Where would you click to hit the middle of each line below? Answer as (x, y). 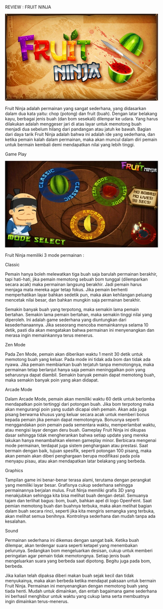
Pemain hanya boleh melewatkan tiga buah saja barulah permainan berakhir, (81, 274)
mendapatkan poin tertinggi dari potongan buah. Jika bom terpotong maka (80, 404)
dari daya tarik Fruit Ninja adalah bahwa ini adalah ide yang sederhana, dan (80, 134)
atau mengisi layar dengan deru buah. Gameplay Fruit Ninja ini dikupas (76, 430)
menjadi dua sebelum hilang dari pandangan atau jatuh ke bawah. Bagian (78, 129)
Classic (12, 265)
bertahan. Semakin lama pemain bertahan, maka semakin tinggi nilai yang (79, 314)
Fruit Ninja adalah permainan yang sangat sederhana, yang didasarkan (76, 109)
